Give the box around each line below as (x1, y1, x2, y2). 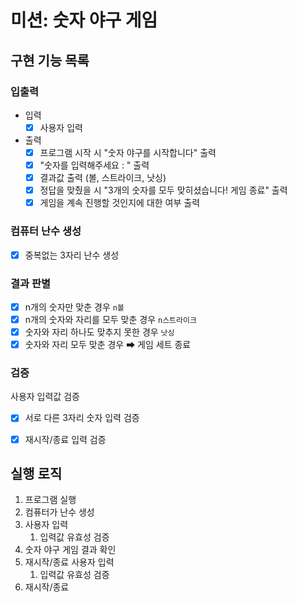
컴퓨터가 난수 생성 (24, 506, 95, 518)
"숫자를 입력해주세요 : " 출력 (39, 159, 150, 171)
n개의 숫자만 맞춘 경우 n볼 (24, 301, 125, 313)
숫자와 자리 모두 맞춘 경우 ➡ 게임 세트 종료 (24, 339, 192, 351)
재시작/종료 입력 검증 (24, 433, 107, 445)
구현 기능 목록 (10, 52, 90, 69)
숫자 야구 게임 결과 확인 (24, 544, 117, 556)
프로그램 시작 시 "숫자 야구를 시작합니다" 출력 (39, 146, 217, 158)
